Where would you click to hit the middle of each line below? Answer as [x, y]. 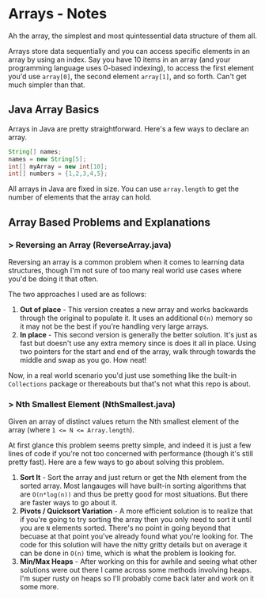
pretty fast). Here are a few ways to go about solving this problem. [116, 462]
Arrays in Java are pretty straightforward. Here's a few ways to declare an [129, 128]
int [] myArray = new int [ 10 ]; [58, 166]
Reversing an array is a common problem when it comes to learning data [127, 261]
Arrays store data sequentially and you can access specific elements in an [129, 51]
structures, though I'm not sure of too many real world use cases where [125, 270]
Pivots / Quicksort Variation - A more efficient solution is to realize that [136, 511]
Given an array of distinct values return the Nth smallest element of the [124, 421]
